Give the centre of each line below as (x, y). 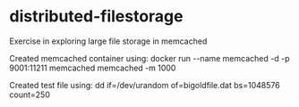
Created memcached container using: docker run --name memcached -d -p (149, 58)
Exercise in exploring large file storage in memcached (108, 41)
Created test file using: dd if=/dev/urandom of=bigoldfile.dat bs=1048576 (145, 85)
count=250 (30, 95)
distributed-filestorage (96, 16)
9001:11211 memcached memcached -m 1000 (93, 68)
